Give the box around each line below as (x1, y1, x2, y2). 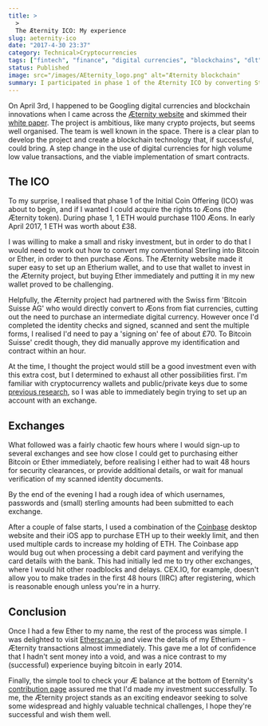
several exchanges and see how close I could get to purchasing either (8, 449, 238, 459)
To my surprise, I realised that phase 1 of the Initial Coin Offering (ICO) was (8, 196, 254, 206)
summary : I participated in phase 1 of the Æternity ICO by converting (8, 78, 251, 86)
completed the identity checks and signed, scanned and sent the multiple (8, 321, 250, 331)
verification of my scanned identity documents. (8, 474, 164, 484)
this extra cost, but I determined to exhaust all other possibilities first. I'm (8, 370, 247, 380)
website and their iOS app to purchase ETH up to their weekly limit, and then (8, 531, 259, 540)
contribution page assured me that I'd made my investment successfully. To (8, 684, 258, 693)
